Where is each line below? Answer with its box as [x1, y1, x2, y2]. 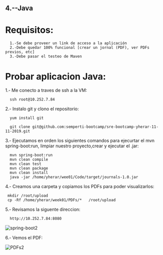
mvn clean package [10, 166, 49, 171]
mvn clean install [10, 171, 49, 176]
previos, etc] [5, 50, 35, 55]
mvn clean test [10, 161, 42, 166]
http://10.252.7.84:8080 [10, 216, 62, 221]
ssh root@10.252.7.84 [10, 97, 55, 102]
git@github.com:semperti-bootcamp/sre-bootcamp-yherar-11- [32, 124, 158, 130]
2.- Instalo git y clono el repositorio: [5, 106, 79, 112]
